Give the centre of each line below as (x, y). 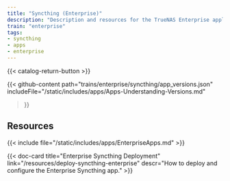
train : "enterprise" (37, 26)
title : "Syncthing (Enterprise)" (55, 13)
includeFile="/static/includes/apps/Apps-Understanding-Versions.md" (106, 91)
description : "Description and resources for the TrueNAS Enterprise (108, 20)
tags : (15, 32)
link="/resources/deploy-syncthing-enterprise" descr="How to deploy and (112, 163)
